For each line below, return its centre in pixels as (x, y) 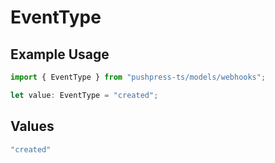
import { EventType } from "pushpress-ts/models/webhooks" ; (138, 77)
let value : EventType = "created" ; (84, 95)
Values (32, 126)
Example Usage (60, 54)
